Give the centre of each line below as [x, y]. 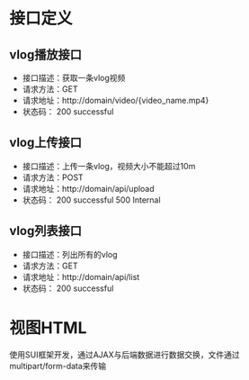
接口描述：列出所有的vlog [70, 254]
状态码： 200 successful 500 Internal [91, 200]
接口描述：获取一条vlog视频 [74, 78]
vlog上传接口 [46, 143]
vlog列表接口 [46, 231]
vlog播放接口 [46, 54]
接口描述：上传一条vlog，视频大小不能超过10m [109, 166]
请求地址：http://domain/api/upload [88, 188]
